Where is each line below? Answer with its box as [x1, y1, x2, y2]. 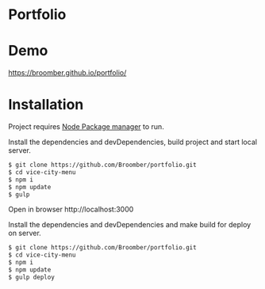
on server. [8, 228, 41, 238]
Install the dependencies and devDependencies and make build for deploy [8, 220, 252, 230]
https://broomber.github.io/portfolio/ [8, 68, 127, 78]
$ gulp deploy [8, 273, 56, 281]
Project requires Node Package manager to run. [8, 122, 164, 131]
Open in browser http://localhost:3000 [8, 204, 134, 215]
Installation [8, 96, 84, 114]
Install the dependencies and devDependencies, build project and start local [8, 137, 258, 147]
